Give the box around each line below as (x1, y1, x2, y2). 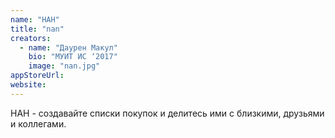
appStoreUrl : (10, 71, 65, 81)
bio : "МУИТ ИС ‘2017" (28, 52, 118, 62)
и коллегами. (10, 117, 67, 130)
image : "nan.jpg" (28, 61, 101, 71)
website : (10, 80, 47, 90)
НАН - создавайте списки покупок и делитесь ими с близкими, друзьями (10, 107, 325, 119)
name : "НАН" (10, 14, 60, 25)
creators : (10, 33, 52, 43)
